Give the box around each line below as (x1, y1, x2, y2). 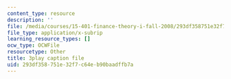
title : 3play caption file (7, 55, 85, 62)
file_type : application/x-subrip (7, 29, 103, 36)
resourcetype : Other (7, 49, 67, 56)
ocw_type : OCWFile (7, 42, 60, 49)
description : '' (7, 16, 54, 23)
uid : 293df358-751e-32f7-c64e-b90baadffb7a (7, 61, 134, 68)
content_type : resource (7, 10, 76, 17)
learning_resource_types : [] (7, 36, 91, 43)
